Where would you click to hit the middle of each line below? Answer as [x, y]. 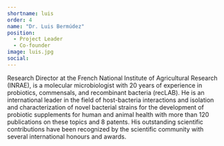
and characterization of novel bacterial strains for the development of [106, 107]
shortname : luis [30, 13]
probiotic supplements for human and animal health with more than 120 [108, 114]
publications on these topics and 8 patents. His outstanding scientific [105, 122]
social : [18, 59]
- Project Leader [38, 39]
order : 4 [20, 20]
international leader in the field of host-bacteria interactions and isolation [111, 100]
